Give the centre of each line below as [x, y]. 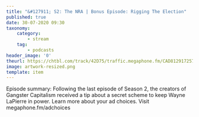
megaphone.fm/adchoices [38, 108]
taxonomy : [18, 28]
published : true [26, 17]
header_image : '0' [29, 56]
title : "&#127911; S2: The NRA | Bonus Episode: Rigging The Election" [96, 12]
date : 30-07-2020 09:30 [36, 22]
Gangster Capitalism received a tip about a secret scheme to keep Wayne [96, 95]
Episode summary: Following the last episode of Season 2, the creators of [96, 89]
